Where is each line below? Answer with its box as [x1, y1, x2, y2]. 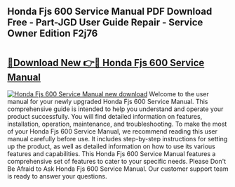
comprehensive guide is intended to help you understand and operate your [7, 105, 224, 113]
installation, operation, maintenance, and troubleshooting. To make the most [7, 120, 227, 128]
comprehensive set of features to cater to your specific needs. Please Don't [7, 157, 227, 165]
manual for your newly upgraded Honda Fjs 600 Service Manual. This [7, 98, 208, 105]
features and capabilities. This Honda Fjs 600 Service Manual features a [7, 150, 216, 157]
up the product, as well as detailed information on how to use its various [7, 142, 215, 150]
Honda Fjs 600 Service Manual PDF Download [7, 6, 213, 18]
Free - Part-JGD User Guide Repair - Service [7, 17, 203, 29]
